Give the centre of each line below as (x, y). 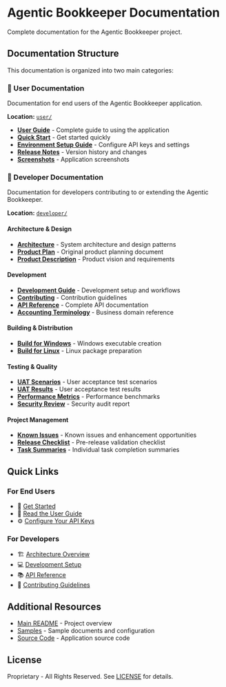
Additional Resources (54, 606)
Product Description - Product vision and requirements (96, 259)
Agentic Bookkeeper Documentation (114, 13)
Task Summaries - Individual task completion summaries (98, 450)
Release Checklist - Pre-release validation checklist (91, 442)
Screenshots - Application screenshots (73, 160)
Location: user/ (30, 117)
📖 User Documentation (46, 88)
